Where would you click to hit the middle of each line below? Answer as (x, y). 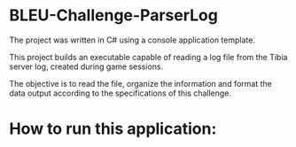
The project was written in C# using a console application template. (132, 40)
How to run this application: (113, 129)
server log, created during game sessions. (86, 66)
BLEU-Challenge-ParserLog (114, 15)
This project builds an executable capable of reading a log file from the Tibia (148, 57)
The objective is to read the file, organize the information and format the (140, 83)
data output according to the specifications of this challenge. (121, 93)
